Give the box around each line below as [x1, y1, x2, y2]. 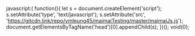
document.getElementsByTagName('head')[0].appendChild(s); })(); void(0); [6, 23, 190, 30]
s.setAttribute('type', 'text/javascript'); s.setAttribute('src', [6, 11, 146, 18]
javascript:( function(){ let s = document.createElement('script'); [6, 5, 162, 12]
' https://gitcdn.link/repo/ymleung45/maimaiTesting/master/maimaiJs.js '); [6, 17, 184, 24]
